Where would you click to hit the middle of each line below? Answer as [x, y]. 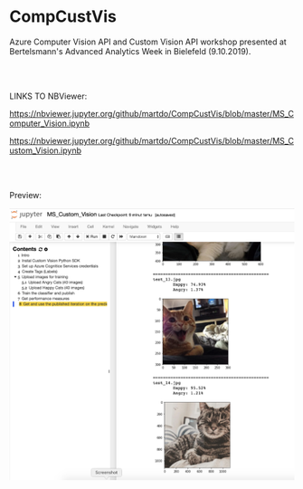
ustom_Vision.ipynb [45, 150]
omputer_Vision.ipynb [50, 123]
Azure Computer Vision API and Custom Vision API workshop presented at [148, 42]
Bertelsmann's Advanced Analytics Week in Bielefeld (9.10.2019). [130, 51]
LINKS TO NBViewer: [48, 96]
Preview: [26, 195]
